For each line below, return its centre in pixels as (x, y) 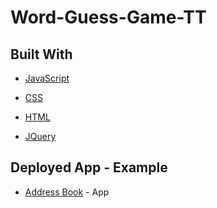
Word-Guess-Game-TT (108, 17)
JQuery (40, 136)
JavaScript (47, 78)
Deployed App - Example (89, 167)
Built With (41, 54)
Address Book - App (67, 192)
